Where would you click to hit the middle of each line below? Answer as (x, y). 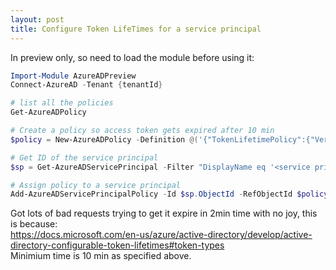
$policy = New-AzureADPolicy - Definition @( (104, 139)
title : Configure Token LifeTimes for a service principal (136, 29)
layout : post (37, 19)
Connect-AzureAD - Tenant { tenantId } (86, 85)
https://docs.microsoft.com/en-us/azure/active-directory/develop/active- (161, 235)
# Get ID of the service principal (84, 157)
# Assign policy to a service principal (96, 185)
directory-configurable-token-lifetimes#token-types (117, 245)
